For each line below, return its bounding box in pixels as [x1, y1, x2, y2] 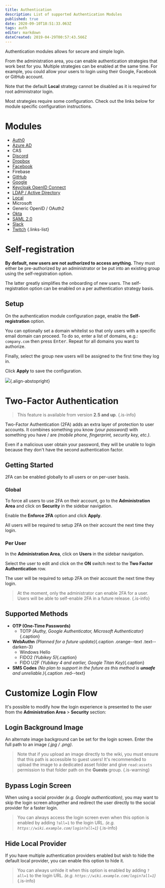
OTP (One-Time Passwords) [12, 622, 71, 628]
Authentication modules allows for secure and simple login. [5, 48, 125, 54]
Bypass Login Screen [5, 781, 71, 790]
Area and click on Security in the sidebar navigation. [5, 503, 112, 509]
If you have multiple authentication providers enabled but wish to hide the [5, 852, 155, 858]
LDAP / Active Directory [12, 189, 61, 195]
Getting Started [5, 461, 54, 469]
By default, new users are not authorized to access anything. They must [5, 260, 155, 266]
